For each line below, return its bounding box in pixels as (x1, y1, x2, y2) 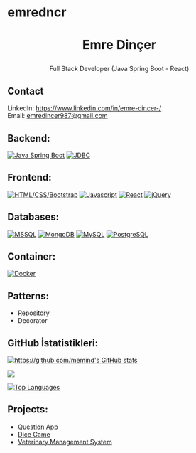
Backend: (7, 132, 50, 144)
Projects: (7, 403, 48, 416)
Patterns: (7, 289, 50, 302)
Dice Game (17, 430, 51, 438)
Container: (7, 250, 56, 263)
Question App (17, 422, 58, 431)
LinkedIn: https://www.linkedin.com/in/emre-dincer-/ (7, 104, 162, 112)
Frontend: (7, 171, 52, 183)
